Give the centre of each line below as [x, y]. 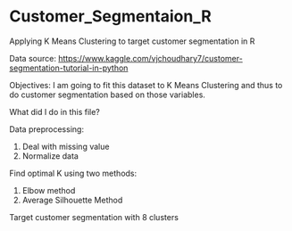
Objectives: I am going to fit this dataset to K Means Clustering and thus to [146, 85]
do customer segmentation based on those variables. [107, 95]
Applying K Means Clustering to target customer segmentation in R [132, 41]
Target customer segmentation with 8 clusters [94, 217]
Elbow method [49, 190]
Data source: [33, 58]
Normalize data [50, 156]
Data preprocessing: [47, 129]
